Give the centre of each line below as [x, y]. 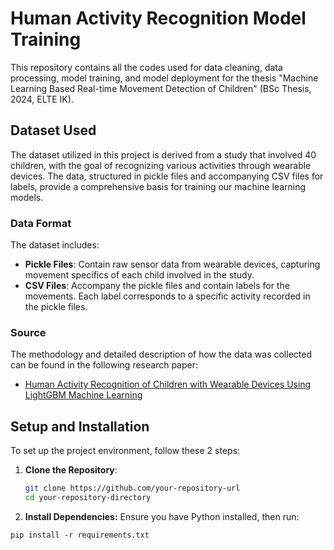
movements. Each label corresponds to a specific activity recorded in [167, 296]
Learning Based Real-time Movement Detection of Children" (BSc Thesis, [161, 88]
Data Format [41, 223]
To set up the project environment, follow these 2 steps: [125, 451]
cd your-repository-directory [88, 498]
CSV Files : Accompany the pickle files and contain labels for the [157, 286]
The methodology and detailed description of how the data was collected [161, 354]
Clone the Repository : [71, 470]
